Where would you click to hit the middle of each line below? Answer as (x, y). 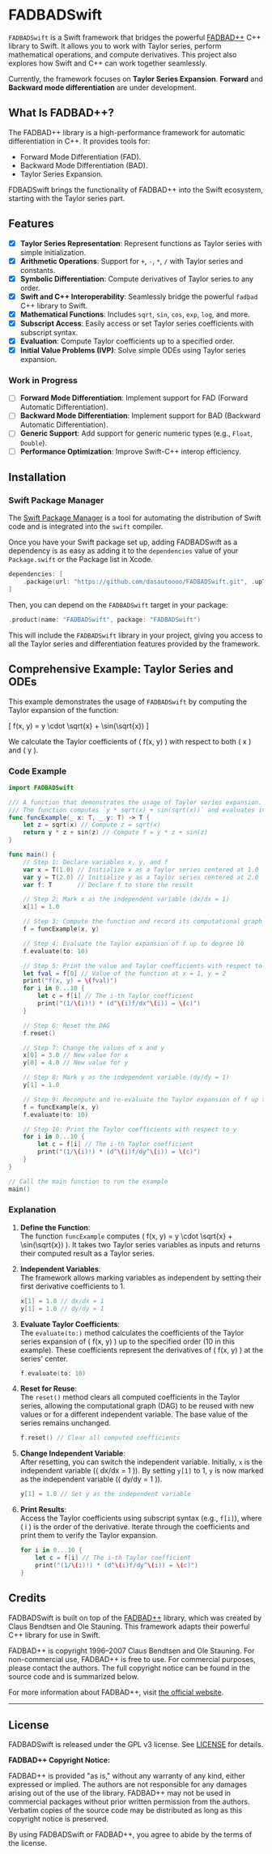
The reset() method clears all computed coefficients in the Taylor (130, 1397)
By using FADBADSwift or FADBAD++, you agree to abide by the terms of (130, 1835)
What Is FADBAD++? (62, 113)
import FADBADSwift (41, 787)
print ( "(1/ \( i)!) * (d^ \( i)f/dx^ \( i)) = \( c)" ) (119, 1004)
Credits (28, 1598)
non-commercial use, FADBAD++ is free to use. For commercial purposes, (132, 1659)
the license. (28, 1843)
